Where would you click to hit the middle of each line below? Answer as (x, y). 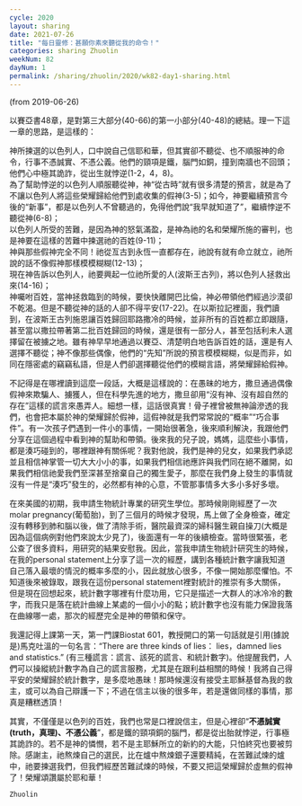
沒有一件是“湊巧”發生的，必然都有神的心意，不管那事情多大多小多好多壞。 (147, 484)
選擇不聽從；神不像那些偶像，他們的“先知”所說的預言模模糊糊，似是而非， (147, 352)
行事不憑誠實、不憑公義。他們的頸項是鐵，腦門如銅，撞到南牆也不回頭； (159, 162)
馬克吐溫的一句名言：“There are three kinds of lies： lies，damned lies (151, 646)
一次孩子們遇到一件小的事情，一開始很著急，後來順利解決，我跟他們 (163, 428)
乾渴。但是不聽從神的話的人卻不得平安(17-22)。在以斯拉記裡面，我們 (144, 307)
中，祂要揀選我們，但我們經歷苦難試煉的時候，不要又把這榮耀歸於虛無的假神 (151, 766)
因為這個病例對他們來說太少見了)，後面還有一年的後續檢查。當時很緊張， (145, 536)
